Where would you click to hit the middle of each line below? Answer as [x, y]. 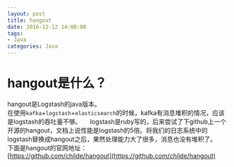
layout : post [26, 14]
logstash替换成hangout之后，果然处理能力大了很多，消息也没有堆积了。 [112, 139]
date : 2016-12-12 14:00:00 [47, 27]
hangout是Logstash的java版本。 [54, 104]
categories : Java [33, 46]
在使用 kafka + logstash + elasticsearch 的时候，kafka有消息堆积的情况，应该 [116, 112]
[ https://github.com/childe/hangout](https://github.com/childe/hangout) [112, 156]
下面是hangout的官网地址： [47, 147]
